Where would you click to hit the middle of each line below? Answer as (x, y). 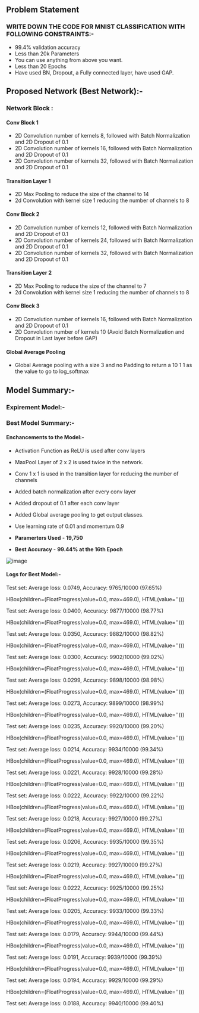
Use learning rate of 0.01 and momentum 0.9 (70, 526)
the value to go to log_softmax (52, 371)
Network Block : (30, 108)
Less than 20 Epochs (40, 66)
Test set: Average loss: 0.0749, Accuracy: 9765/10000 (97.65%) (84, 588)
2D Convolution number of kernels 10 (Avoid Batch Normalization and (99, 332)
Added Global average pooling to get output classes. (79, 514)
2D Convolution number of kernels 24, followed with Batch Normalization (104, 240)
